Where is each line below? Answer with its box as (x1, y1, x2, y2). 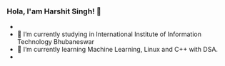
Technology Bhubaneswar (16, 38, 94, 46)
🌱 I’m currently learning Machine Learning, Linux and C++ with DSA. (16, 45, 219, 54)
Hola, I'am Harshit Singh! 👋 (6, 6, 101, 16)
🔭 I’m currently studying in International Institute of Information (16, 30, 201, 38)
